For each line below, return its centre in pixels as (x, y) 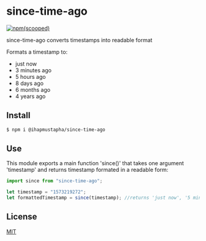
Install (18, 115)
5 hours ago (30, 76)
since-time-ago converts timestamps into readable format (79, 40)
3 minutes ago (33, 70)
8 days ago (29, 83)
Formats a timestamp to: (37, 52)
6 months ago (33, 89)
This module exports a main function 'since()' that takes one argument (95, 163)
